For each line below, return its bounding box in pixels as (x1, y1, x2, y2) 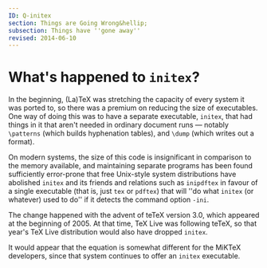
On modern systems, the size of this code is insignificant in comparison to (8, 152, 252, 162)
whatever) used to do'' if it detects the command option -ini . (8, 195, 210, 204)
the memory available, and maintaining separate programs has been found (8, 161, 253, 171)
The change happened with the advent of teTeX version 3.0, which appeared (8, 211, 260, 220)
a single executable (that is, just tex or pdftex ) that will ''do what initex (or (8, 187, 254, 196)
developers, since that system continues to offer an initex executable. (8, 251, 241, 261)
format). (8, 137, 35, 147)
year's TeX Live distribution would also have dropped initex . (8, 227, 209, 237)
